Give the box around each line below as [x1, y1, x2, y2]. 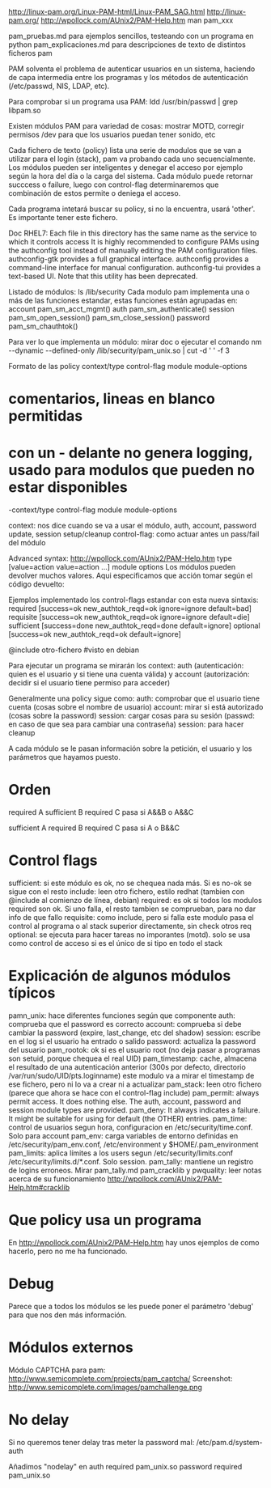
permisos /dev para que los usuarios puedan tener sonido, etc [8, 129, 216, 139]
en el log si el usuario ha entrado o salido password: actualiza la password [8, 1036, 256, 1046]
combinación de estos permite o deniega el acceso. [8, 189, 181, 197]
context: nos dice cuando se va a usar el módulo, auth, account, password [8, 521, 257, 531]
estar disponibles [8, 478, 128, 497]
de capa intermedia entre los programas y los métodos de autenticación [8, 73, 248, 82]
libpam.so [8, 105, 42, 115]
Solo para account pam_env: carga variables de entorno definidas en [8, 1130, 239, 1140]
